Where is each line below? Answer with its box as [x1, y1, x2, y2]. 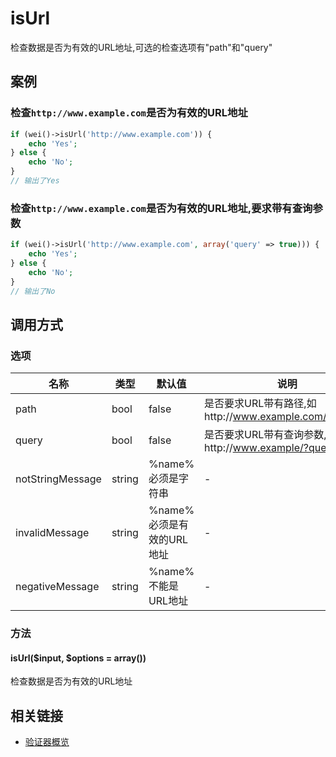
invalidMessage [15, 526, 90, 540]
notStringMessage [15, 472, 102, 486]
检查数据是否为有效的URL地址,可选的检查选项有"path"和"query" [10, 41, 273, 53]
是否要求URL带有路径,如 [204, 397, 317, 411]
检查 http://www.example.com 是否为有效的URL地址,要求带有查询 [10, 201, 313, 215]
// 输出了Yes [10, 176, 60, 186]
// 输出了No [10, 286, 56, 296]
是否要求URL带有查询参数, [204, 428, 327, 442]
